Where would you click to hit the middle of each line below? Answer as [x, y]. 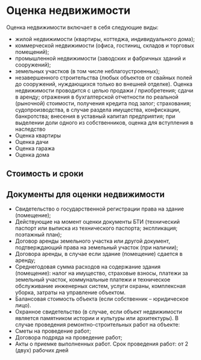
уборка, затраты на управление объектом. [70, 293]
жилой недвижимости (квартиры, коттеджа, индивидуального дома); [105, 39]
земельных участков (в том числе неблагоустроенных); [87, 71]
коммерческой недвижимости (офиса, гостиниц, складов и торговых [104, 45]
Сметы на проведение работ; [53, 331]
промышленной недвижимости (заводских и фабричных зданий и [100, 58]
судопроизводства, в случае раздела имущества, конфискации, [98, 110]
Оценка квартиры [38, 135]
